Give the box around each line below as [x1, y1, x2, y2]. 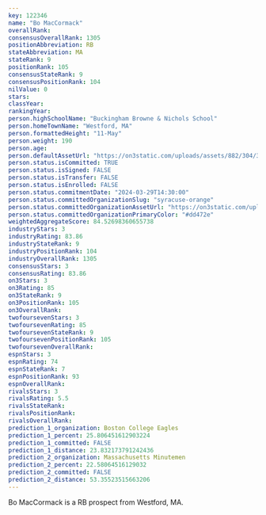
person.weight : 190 [8, 136, 73, 145]
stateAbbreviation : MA [8, 48, 83, 56]
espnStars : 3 [8, 350, 51, 359]
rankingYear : [8, 108, 51, 116]
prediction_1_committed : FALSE [8, 439, 112, 447]
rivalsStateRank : [8, 402, 66, 410]
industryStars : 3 [8, 225, 66, 234]
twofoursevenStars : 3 [8, 314, 80, 322]
